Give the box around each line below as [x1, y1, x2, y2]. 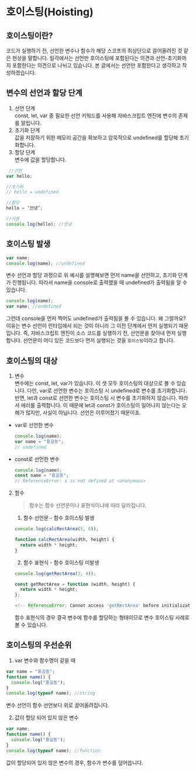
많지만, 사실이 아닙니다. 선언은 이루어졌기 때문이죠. [25, 409, 142, 416]
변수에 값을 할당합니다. [14, 156, 67, 163]
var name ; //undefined [6, 303, 61, 310]
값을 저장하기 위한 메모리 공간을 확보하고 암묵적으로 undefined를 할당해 [14, 134, 178, 141]
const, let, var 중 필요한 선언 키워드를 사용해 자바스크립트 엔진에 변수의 [14, 112, 177, 119]
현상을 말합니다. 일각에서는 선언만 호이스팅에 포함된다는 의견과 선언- [12, 55, 168, 62]
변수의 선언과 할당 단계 [6, 88, 83, 98]
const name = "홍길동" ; [14, 473, 69, 479]
